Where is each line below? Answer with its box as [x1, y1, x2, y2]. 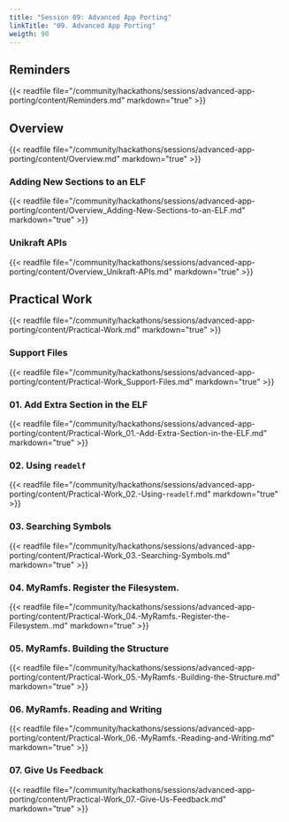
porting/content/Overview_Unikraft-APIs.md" [9, 266, 172, 277]
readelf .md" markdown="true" [165, 488, 278, 500]
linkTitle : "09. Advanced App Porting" [9, 21, 156, 30]
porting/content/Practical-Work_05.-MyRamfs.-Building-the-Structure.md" [9, 672, 281, 682]
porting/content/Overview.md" [9, 154, 121, 164]
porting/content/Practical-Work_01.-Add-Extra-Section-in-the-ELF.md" [9, 428, 268, 438]
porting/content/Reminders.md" [9, 95, 125, 106]
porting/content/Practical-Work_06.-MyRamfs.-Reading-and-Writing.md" [9, 733, 276, 743]
